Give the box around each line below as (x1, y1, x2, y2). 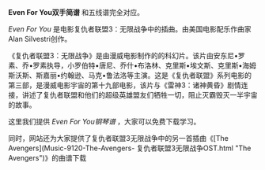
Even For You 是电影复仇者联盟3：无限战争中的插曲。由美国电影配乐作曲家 (8, 24, 252, 34)
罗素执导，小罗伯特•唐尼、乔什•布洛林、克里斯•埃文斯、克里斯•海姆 (32, 61, 257, 70)
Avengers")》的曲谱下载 (8, 153, 87, 162)
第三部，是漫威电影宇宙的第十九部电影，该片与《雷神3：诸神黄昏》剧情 (8, 80, 241, 90)
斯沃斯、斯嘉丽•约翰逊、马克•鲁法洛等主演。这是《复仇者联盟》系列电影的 (8, 71, 252, 79)
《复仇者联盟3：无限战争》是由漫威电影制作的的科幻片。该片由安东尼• (8, 51, 239, 60)
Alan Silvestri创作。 (8, 35, 72, 43)
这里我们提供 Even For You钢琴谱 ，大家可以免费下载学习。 (8, 117, 201, 126)
